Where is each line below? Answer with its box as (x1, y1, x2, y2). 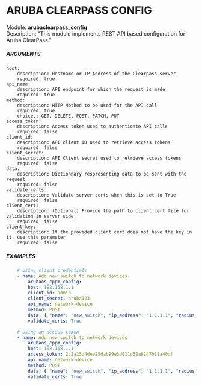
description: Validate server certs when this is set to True (17, 192, 176, 198)
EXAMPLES (6, 252, 36, 259)
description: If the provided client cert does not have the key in (17, 229, 192, 235)
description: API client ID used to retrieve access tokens (17, 139, 171, 145)
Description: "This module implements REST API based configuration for (6, 30, 185, 37)
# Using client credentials (17, 267, 87, 273)
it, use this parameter (6, 234, 66, 240)
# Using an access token (17, 329, 79, 335)
